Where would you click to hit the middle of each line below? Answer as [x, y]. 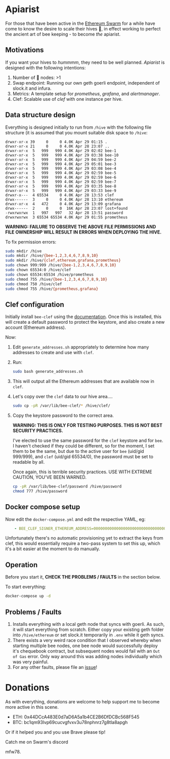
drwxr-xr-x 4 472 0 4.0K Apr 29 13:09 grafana [63, 204]
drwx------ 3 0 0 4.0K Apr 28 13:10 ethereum [64, 199]
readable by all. [29, 462]
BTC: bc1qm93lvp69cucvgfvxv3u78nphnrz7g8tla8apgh [70, 722]
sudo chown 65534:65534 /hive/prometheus [50, 275]
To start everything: [26, 587]
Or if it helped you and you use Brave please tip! [55, 732]
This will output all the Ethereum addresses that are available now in [83, 382]
